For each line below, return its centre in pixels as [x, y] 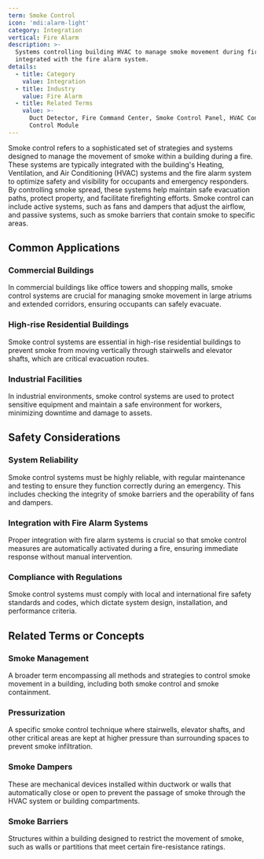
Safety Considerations [64, 438]
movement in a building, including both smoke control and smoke [114, 684]
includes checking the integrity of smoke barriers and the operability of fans [131, 494]
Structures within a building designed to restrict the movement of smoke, [126, 838]
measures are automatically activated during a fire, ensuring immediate [123, 548]
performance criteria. [42, 611]
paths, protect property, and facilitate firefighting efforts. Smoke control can [131, 198]
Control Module [54, 125]
